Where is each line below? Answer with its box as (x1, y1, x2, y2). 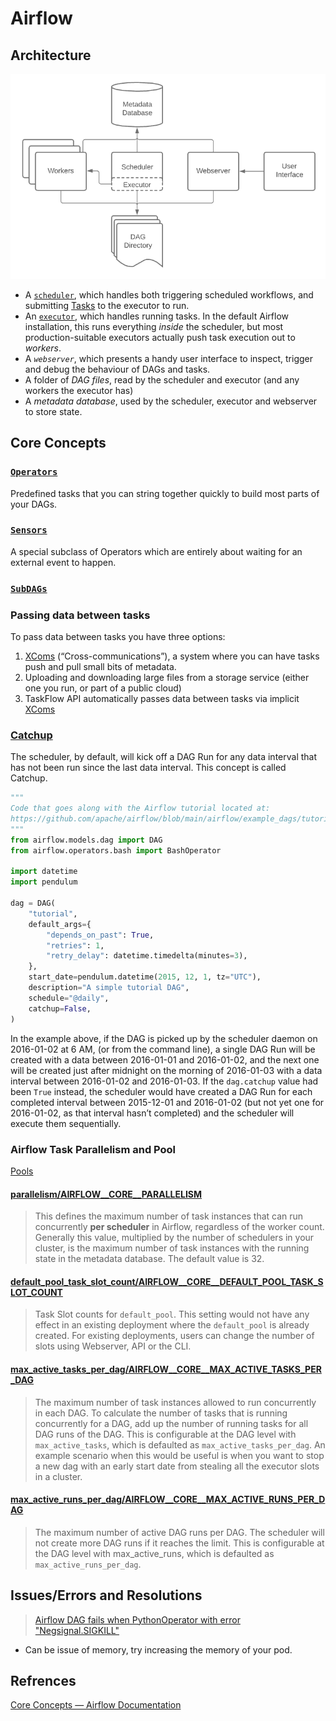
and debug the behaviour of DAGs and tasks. (24, 363, 211, 375)
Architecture (10, 47, 92, 64)
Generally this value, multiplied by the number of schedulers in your (34, 1232, 315, 1244)
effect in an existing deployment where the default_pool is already (34, 1319, 310, 1331)
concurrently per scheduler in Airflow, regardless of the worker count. (34, 1221, 325, 1233)
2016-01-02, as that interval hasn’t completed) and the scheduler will (10, 1107, 295, 1119)
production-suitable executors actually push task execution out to (24, 331, 296, 343)
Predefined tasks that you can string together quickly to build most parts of (10, 487, 320, 499)
